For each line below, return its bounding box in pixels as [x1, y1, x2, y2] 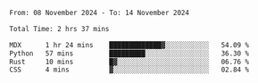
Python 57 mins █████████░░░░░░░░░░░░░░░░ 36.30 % [9, 49, 250, 58]
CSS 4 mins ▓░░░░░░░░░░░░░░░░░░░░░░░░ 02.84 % [9, 65, 250, 75]
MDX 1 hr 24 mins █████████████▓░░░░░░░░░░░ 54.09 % [9, 40, 250, 49]
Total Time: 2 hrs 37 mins [9, 24, 110, 33]
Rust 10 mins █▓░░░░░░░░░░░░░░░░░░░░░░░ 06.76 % [9, 57, 250, 66]
